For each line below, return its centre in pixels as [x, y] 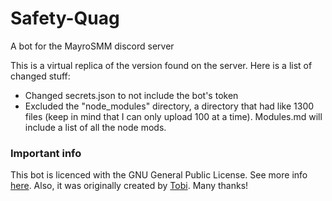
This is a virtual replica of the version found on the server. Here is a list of [161, 65]
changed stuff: [40, 76]
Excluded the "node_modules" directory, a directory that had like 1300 [169, 106]
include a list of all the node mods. [95, 127]
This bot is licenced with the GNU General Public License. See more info [159, 175]
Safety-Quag [65, 18]
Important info [46, 153]
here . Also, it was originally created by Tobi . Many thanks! [129, 186]
